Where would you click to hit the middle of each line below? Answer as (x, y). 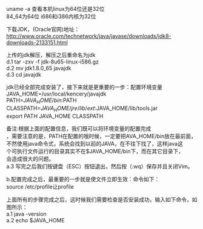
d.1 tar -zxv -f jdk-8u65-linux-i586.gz (52, 62)
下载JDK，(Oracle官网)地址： (43, 29)
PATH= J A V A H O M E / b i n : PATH (42, 101)
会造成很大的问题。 (30, 158)
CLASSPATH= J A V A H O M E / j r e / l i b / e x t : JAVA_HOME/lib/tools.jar (82, 109)
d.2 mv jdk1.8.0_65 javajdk (39, 68)
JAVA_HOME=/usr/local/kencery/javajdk (56, 94)
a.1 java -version (26, 214)
